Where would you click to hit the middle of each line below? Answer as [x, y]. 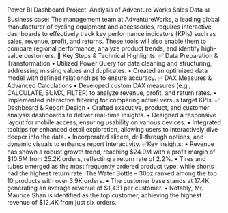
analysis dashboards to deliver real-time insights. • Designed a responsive [112, 115]
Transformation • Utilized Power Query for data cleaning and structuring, [110, 63]
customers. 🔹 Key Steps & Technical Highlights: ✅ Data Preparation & [121, 56]
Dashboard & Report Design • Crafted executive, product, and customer [108, 108]
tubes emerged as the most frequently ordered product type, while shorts [111, 166]
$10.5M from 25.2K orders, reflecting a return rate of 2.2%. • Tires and [106, 159]
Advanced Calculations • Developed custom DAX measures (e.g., [99, 85]
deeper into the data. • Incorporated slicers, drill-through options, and [105, 137]
